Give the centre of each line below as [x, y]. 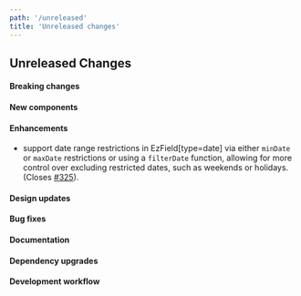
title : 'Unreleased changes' [65, 26]
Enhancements [39, 128]
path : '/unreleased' [49, 18]
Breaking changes [45, 87]
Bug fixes [28, 219]
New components [44, 107]
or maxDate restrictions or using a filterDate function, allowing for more [157, 158]
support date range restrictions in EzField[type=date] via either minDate [156, 148]
